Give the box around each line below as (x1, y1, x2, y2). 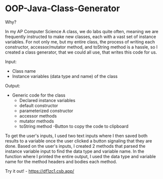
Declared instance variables (19, 97, 75, 103)
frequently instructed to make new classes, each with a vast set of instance (5, 34, 157, 40)
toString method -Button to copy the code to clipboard (19, 123, 129, 129)
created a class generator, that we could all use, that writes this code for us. (5, 49, 157, 55)
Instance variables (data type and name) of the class (12, 73, 118, 79)
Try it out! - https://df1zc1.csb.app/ (5, 168, 74, 174)
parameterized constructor (19, 108, 73, 114)
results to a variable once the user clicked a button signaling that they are (5, 138, 152, 144)
